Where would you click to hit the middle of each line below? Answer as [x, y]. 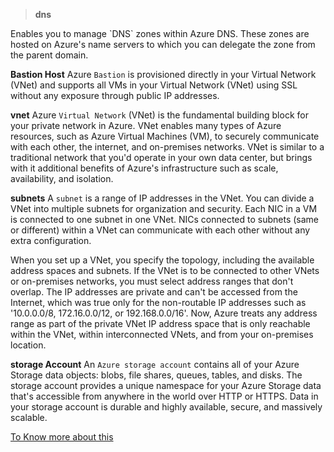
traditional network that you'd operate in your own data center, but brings [161, 157]
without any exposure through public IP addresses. [115, 95]
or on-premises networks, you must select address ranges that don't [152, 281]
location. [28, 345]
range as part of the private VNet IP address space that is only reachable [160, 323]
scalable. [29, 417]
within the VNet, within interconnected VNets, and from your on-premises [162, 334]
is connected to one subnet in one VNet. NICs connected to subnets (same [165, 219]
